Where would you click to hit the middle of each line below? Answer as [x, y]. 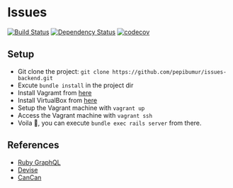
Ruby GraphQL [39, 162]
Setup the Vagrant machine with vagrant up [81, 108]
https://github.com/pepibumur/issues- [169, 72]
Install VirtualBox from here [57, 100]
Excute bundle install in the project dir [75, 85]
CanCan [29, 177]
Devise [28, 170]
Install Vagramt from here [55, 92]
